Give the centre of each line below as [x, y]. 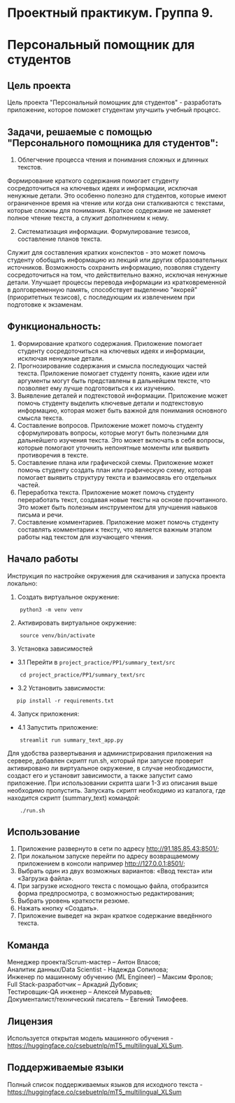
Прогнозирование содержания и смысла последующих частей [112, 366]
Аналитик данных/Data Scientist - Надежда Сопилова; [88, 970]
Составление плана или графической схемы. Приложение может [115, 462]
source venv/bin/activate [58, 635]
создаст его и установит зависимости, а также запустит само [100, 775]
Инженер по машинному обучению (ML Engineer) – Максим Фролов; [110, 977]
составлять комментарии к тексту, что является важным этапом [114, 529]
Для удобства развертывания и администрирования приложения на [110, 753]
